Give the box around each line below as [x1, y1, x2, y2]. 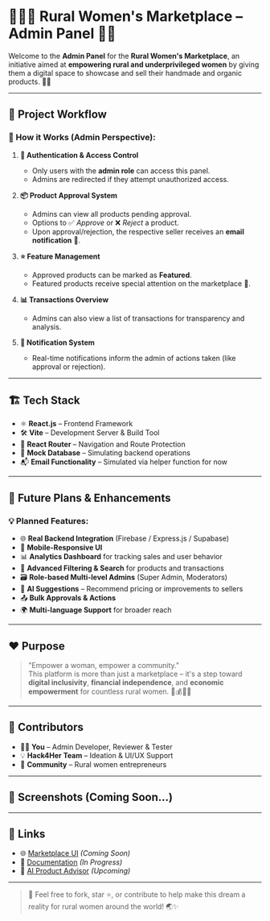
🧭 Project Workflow [8, 108, 107, 122]
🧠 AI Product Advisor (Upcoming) [19, 866, 131, 876]
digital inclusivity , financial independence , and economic [27, 677, 224, 687]
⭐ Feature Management [19, 251, 100, 261]
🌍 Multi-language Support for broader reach [19, 605, 172, 615]
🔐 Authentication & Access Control [19, 150, 139, 160]
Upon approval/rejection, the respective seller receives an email [31, 226, 245, 236]
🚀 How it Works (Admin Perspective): [8, 132, 156, 143]
